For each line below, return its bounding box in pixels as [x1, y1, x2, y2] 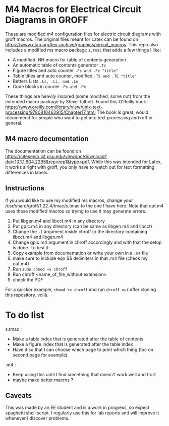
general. [5, 120, 23, 126]
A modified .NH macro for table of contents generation [12, 56, 126, 62]
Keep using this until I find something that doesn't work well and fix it [12, 371, 156, 377]
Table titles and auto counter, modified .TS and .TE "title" [12, 73, 137, 79]
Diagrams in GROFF [5, 14, 88, 26]
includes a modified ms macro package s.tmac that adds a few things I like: [5, 47, 161, 53]
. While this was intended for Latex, [89, 159, 162, 165]
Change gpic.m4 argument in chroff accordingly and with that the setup [12, 239, 162, 245]
